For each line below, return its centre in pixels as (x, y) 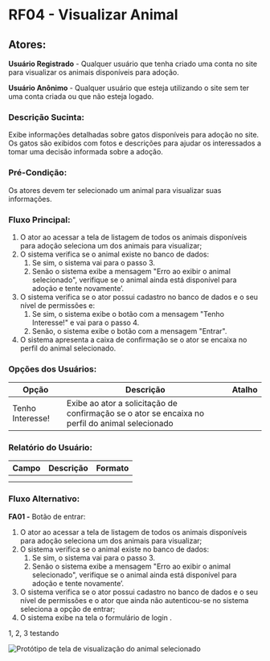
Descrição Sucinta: (46, 117)
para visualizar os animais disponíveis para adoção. (94, 72)
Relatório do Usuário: (50, 448)
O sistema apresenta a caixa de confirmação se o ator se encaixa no (133, 339)
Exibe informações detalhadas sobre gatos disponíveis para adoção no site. (134, 135)
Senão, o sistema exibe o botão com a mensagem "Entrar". (129, 330)
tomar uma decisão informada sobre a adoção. (86, 152)
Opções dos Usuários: (53, 369)
